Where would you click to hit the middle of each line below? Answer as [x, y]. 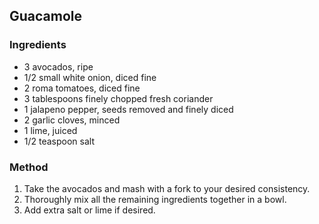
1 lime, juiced [50, 130]
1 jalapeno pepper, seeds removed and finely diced [128, 109]
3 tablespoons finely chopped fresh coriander [118, 98]
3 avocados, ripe [58, 66]
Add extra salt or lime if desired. [89, 210]
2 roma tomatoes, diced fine [82, 88]
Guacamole [46, 16]
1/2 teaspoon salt [59, 141]
